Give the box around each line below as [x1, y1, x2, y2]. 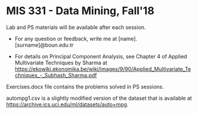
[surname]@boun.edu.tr [14, 41, 74, 48]
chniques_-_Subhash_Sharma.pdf [14, 71, 97, 79]
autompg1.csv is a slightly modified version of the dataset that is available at [6, 95, 192, 102]
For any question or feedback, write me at [14, 35, 117, 42]
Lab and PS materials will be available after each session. [6, 24, 146, 31]
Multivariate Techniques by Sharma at [14, 59, 108, 66]
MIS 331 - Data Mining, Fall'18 [6, 4, 155, 18]
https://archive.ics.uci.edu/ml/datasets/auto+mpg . [6, 100, 129, 108]
